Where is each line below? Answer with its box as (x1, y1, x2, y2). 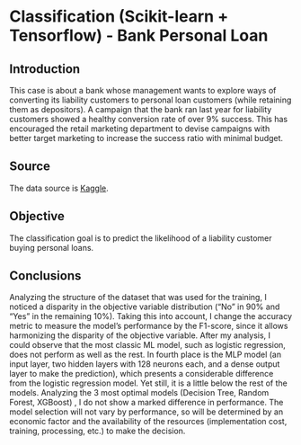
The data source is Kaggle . (9, 182, 110, 193)
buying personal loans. (9, 242, 94, 253)
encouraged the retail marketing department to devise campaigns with (9, 123, 270, 134)
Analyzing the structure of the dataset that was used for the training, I (9, 292, 267, 303)
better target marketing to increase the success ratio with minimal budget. (9, 133, 284, 143)
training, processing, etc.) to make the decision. (9, 425, 186, 437)
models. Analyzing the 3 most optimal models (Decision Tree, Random (9, 387, 270, 398)
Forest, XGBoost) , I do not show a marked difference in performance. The (9, 397, 284, 408)
